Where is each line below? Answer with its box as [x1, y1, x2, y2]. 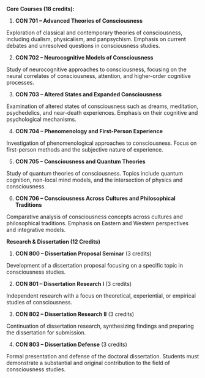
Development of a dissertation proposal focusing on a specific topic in [6, 262, 184, 269]
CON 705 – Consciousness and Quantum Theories [15, 158, 146, 165]
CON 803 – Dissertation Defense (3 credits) [15, 341, 127, 348]
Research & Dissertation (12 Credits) [6, 238, 101, 245]
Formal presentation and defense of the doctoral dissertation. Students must [6, 353, 199, 360]
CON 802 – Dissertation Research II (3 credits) [15, 310, 135, 318]
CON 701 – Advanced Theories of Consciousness [15, 17, 143, 24]
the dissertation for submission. [6, 329, 86, 336]
